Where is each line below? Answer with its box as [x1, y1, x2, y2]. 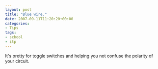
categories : [5, 21, 29, 26]
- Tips [5, 26, 19, 31]
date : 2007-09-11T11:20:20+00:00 [5, 16, 74, 21]
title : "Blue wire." [5, 12, 48, 17]
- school [5, 35, 23, 40]
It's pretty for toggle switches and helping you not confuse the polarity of [5, 53, 153, 59]
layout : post [5, 7, 32, 12]
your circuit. [5, 58, 29, 64]
